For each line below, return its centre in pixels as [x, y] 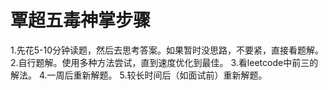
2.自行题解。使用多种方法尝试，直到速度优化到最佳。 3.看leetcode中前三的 [164, 62]
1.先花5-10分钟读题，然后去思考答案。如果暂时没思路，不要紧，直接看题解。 [167, 50]
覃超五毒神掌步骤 [81, 20]
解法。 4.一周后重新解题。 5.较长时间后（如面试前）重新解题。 [139, 75]
